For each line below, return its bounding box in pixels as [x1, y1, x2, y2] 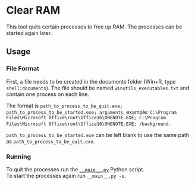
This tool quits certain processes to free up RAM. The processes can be [6, 23, 183, 30]
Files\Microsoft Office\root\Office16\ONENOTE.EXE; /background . [6, 120, 171, 127]
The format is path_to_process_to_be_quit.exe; [6, 102, 123, 109]
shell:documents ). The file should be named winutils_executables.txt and [6, 84, 190, 91]
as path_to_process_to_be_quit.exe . [6, 138, 95, 145]
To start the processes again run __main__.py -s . [6, 172, 126, 179]
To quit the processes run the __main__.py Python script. [6, 165, 144, 173]
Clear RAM [6, 4, 61, 17]
